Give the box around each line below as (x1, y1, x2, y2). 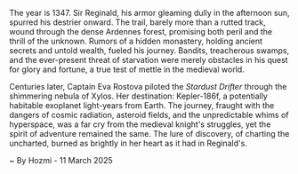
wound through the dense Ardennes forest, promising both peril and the (9, 27, 273, 36)
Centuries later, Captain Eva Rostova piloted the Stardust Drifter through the (9, 82, 287, 91)
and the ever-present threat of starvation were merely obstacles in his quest (9, 55, 288, 65)
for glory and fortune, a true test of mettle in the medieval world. (9, 64, 245, 75)
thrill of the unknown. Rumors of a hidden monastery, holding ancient (9, 36, 263, 46)
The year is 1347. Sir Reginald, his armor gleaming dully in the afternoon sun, (9, 8, 290, 18)
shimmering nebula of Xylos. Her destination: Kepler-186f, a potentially (9, 91, 269, 101)
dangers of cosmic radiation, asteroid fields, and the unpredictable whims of (9, 110, 289, 120)
